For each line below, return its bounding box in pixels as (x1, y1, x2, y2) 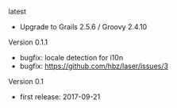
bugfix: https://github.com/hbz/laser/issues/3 (19, 61, 169, 71)
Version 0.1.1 (8, 37, 48, 47)
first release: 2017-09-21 (19, 92, 101, 102)
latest (8, 7, 26, 16)
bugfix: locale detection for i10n (19, 53, 124, 62)
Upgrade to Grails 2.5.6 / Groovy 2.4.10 (19, 22, 148, 31)
